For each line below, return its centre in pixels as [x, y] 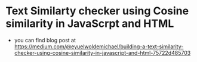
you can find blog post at [45, 40]
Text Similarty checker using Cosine [97, 11]
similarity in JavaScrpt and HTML [90, 24]
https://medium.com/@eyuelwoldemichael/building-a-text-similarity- [99, 46]
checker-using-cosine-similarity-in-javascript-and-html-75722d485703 [102, 52]
